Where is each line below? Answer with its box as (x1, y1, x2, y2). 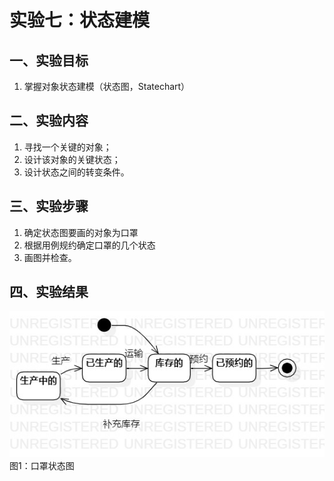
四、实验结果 (9, 284, 89, 301)
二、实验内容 (9, 112, 89, 130)
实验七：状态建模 (9, 9, 151, 32)
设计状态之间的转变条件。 (23, 166, 130, 178)
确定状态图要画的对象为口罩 (23, 226, 139, 238)
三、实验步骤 (9, 198, 89, 215)
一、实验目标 (9, 52, 89, 69)
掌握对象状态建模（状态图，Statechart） (23, 81, 191, 92)
